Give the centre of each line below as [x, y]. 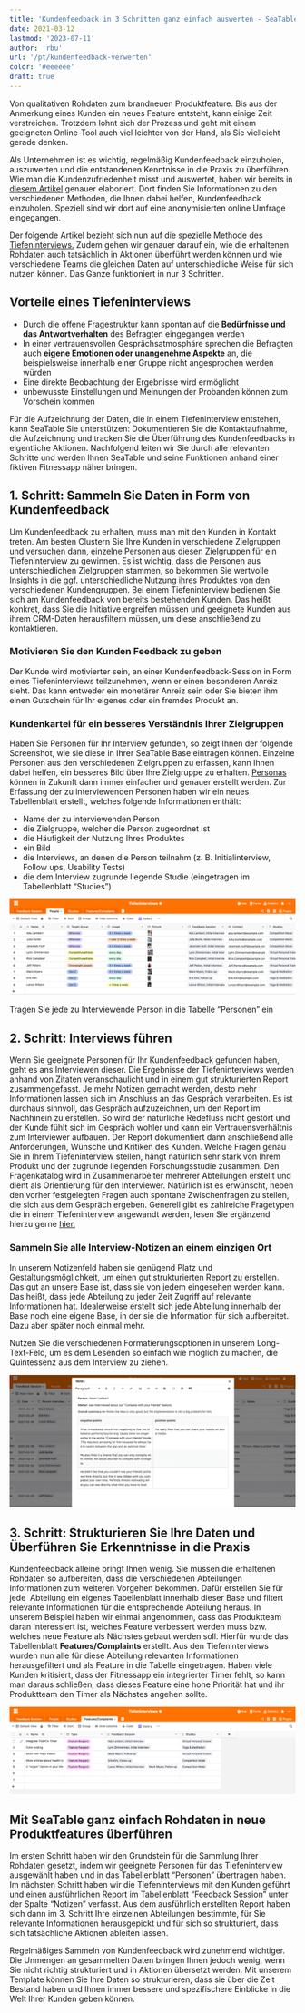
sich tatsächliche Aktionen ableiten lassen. [89, 1932]
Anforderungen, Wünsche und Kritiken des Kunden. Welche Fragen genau [148, 1147]
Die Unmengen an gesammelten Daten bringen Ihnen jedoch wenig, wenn [148, 1959]
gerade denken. [39, 142]
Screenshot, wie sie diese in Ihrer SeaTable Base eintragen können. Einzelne [152, 753]
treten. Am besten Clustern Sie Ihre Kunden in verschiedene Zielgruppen [145, 541]
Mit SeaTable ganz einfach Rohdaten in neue [138, 1820]
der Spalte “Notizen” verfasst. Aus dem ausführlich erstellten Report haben [150, 1904]
